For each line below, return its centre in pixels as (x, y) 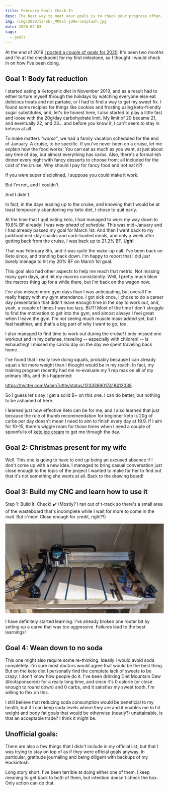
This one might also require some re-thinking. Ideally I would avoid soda (80, 660)
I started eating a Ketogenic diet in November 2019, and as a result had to (81, 91)
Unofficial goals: (31, 734)
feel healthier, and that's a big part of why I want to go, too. (67, 324)
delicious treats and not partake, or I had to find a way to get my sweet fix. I (83, 101)
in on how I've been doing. (33, 63)
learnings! (16, 632)
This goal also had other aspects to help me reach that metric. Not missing (82, 271)
